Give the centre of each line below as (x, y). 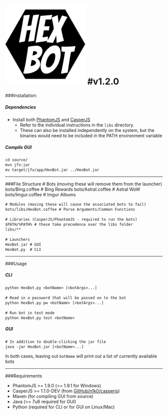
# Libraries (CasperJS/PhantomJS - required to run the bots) (71, 219)
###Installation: (21, 95)
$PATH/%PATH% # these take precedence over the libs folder (69, 224)
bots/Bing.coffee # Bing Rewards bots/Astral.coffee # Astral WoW (73, 189)
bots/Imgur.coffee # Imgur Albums (40, 194)
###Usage (16, 263)
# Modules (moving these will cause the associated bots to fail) (76, 204)
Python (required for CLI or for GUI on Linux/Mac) (63, 407)
